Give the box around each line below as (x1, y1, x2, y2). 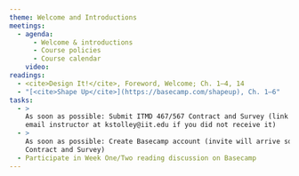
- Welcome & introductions (32, 37, 133, 47)
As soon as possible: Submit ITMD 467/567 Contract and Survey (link (25, 112, 289, 121)
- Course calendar (32, 54, 101, 63)
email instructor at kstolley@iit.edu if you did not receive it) (25, 121, 277, 130)
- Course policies (32, 46, 101, 55)
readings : (9, 71, 46, 80)
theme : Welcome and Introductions (9, 12, 138, 22)
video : (25, 63, 50, 72)
